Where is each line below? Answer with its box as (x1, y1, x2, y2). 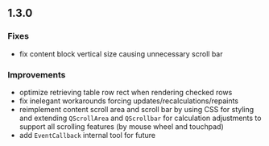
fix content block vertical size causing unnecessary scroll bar (19, 48, 223, 59)
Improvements (7, 69, 66, 80)
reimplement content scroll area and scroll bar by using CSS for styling (19, 104, 255, 114)
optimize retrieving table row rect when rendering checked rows (19, 87, 233, 97)
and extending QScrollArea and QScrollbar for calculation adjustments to (19, 113, 262, 123)
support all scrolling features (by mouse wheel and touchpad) (19, 121, 225, 131)
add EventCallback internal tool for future (19, 130, 156, 140)
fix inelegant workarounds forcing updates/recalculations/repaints (19, 96, 239, 106)
